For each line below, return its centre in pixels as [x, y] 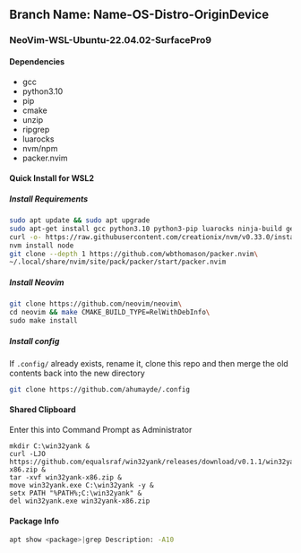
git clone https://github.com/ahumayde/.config [100, 389]
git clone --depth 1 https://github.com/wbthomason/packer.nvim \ [133, 254]
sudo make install [43, 321]
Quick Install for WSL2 [52, 178]
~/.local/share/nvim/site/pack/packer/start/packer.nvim [118, 262]
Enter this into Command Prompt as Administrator [101, 429]
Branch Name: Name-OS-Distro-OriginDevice [139, 15]
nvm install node [42, 246]
